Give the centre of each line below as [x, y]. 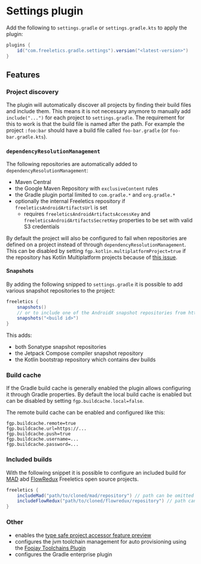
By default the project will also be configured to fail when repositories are [97, 238]
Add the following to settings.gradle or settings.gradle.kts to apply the [97, 28]
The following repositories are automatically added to [72, 164]
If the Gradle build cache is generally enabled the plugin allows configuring [99, 388]
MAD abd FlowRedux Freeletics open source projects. [72, 479]
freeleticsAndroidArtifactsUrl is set [61, 207]
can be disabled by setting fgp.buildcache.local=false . [75, 401]
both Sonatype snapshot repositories [60, 347]
